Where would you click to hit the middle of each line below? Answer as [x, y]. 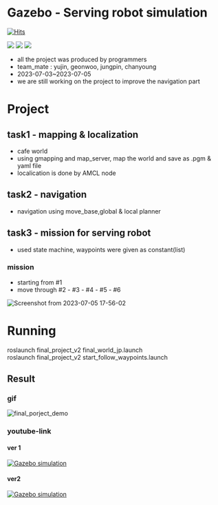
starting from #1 [40, 282]
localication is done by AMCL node [66, 173]
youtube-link [29, 431]
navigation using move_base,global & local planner [89, 211]
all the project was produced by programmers [82, 59]
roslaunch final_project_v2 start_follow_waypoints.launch [88, 357]
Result [21, 379]
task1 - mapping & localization [73, 135]
